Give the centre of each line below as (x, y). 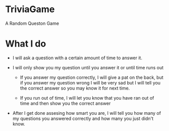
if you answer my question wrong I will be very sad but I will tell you (90, 82)
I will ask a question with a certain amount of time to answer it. (77, 58)
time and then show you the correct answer (65, 103)
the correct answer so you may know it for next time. (75, 88)
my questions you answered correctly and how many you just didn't (83, 118)
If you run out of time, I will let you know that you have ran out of (87, 98)
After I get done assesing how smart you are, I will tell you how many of (87, 113)
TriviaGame (30, 9)
